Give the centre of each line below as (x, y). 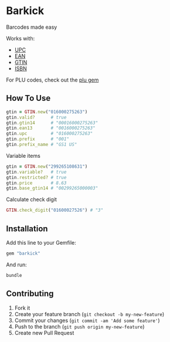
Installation (27, 228)
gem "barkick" (23, 253)
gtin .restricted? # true (36, 177)
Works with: (21, 38)
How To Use (28, 98)
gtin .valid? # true (36, 117)
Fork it (22, 308)
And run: (17, 265)
